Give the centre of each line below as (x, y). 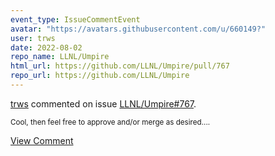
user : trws (33, 38)
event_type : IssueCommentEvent (75, 19)
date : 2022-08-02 (46, 47)
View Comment (42, 140)
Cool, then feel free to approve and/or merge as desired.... (110, 122)
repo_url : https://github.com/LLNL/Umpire (100, 76)
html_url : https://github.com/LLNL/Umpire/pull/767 (120, 66)
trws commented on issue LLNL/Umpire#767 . (103, 103)
